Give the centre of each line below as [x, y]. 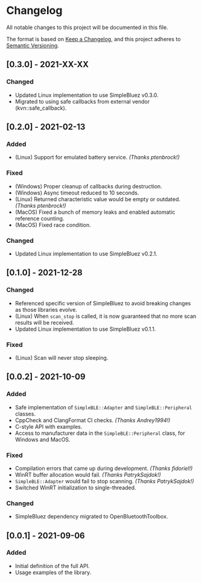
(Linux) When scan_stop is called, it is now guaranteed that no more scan [106, 316]
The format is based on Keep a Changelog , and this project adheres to [93, 39]
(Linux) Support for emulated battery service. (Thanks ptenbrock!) [97, 157]
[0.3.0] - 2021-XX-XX [48, 64]
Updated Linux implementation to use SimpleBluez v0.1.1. [85, 329]
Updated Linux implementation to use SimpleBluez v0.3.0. [87, 95]
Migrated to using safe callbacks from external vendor [82, 101]
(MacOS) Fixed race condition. [53, 225]
